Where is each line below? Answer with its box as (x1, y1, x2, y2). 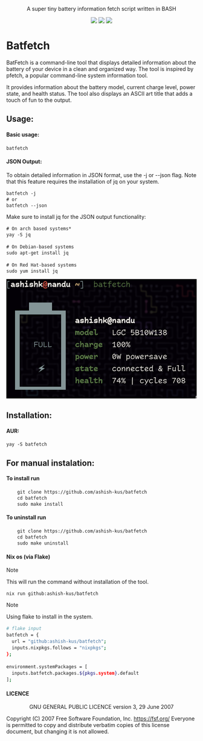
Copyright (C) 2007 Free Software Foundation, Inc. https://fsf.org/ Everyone (6, 715, 195, 722)
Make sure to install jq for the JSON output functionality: (6, 213, 146, 220)
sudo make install (17, 501, 63, 507)
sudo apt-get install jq (6, 250, 69, 256)
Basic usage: (6, 130, 40, 138)
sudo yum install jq (6, 268, 59, 274)
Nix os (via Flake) (6, 553, 50, 560)
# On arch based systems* (6, 226, 71, 232)
